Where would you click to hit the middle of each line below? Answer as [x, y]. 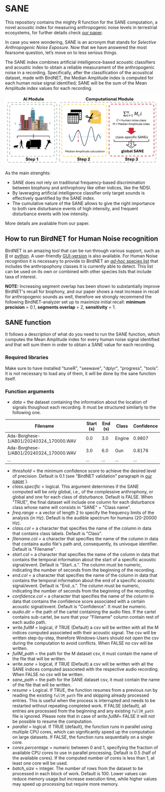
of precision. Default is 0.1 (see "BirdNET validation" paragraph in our [82, 476]
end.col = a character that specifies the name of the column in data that [85, 575]
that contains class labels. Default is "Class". [57, 533]
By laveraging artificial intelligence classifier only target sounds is [78, 193]
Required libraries [27, 358]
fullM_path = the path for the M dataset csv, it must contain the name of [85, 653]
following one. [27, 413]
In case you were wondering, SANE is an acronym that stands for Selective [81, 42]
